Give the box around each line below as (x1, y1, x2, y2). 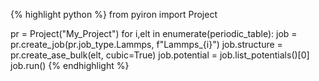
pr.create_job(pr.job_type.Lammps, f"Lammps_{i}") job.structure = (10, 39, 283, 50)
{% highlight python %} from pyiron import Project (10, 9, 218, 20)
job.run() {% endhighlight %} (10, 60, 130, 71)
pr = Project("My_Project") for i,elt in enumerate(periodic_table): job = (10, 28, 298, 39)
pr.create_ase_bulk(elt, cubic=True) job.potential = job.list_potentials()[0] (10, 49, 310, 61)
